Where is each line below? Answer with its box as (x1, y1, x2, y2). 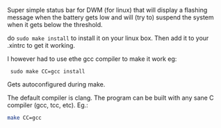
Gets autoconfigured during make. (7, 80, 106, 89)
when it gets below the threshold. (7, 21, 103, 28)
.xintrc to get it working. (7, 42, 75, 49)
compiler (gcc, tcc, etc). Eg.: (7, 101, 88, 109)
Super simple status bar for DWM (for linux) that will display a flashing (7, 6, 208, 14)
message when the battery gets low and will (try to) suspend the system (7, 13, 214, 21)
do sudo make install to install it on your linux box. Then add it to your (7, 34, 209, 42)
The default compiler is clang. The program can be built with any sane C (7, 93, 214, 102)
